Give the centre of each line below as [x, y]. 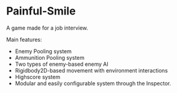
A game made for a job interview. [47, 28]
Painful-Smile [41, 11]
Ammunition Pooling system [50, 57]
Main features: [24, 39]
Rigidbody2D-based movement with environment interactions [91, 70]
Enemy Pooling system [43, 51]
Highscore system [37, 77]
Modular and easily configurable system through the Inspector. [93, 83]
